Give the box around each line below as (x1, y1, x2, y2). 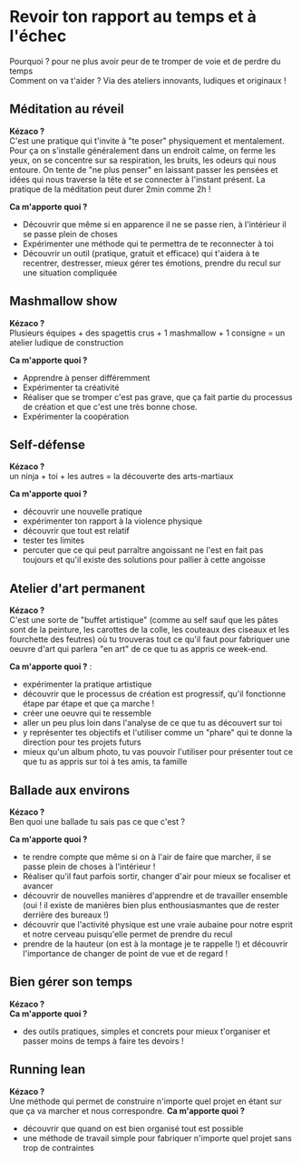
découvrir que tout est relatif (22, 526, 130, 536)
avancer (22, 880, 54, 891)
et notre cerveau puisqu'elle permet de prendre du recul (22, 929, 233, 939)
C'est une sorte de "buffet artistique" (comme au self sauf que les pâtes (9, 615, 278, 626)
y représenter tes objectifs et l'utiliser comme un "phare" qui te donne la (22, 727, 293, 738)
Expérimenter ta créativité (22, 382, 120, 393)
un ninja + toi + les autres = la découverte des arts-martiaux (9, 471, 234, 482)
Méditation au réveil (9, 102, 124, 117)
